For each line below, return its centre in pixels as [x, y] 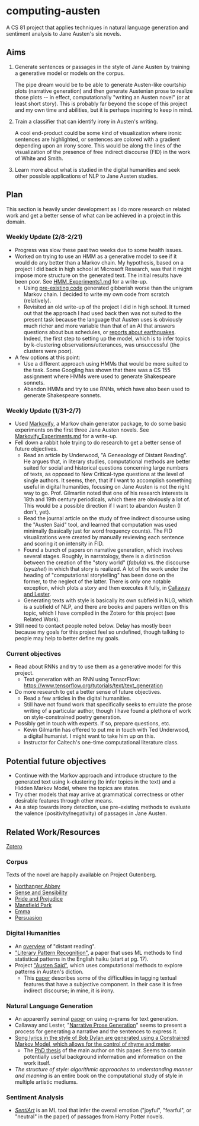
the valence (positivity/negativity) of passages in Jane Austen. [91, 813]
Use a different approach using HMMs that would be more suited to [106, 363]
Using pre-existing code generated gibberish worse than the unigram [108, 288]
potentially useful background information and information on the [103, 1056]
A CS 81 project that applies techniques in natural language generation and [97, 27]
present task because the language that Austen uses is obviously [103, 319]
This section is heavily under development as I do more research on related [98, 209]
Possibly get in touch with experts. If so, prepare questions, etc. [92, 724]
